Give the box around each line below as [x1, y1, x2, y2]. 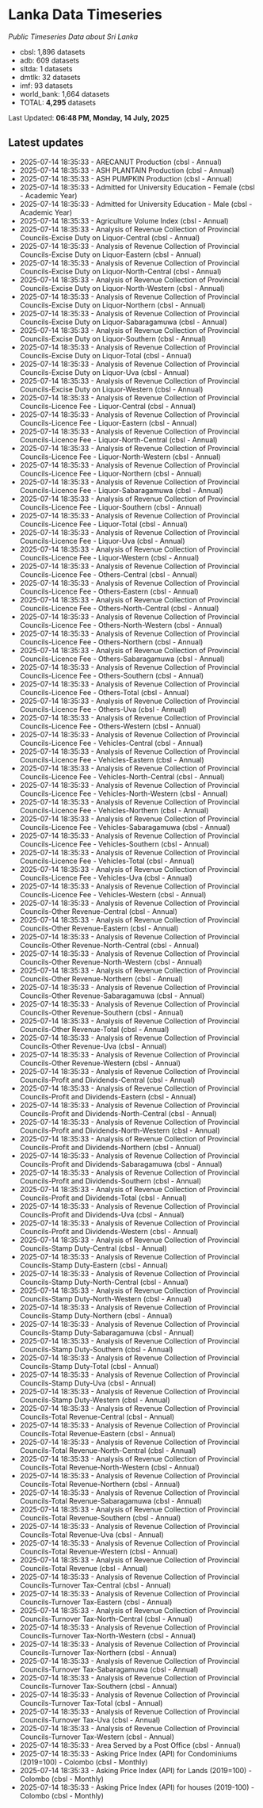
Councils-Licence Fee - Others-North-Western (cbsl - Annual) [19, 620, 223, 629]
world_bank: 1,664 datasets [19, 89, 110, 98]
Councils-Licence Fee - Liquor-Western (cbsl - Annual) [19, 552, 200, 562]
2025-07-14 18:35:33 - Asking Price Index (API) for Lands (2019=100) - [19, 1765, 252, 1775]
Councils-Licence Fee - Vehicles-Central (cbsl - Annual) [19, 738, 204, 747]
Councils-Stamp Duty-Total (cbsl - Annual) [19, 1361, 159, 1370]
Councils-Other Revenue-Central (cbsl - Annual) [19, 906, 178, 916]
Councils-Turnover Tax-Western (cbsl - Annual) [19, 1732, 174, 1741]
